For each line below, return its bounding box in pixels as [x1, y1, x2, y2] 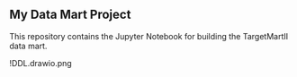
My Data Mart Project [9, 7, 131, 22]
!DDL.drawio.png [9, 57, 72, 68]
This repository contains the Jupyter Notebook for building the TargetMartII [9, 30, 289, 41]
